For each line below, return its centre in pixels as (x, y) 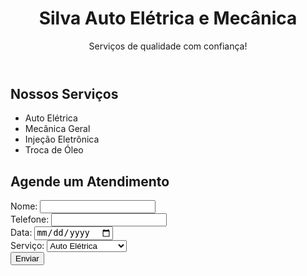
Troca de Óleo (54, 150)
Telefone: (30, 219)
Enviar (27, 258)
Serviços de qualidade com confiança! (168, 46)
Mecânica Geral (57, 129)
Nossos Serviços (64, 93)
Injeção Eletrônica (62, 139)
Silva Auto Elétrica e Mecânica (168, 18)
